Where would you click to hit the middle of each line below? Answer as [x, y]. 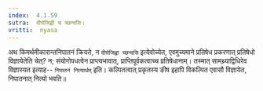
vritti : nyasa [33, 30]
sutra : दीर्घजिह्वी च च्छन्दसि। [46, 23]
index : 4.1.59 [33, 15]
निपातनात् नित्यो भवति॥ [37, 78]
